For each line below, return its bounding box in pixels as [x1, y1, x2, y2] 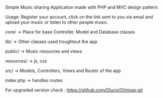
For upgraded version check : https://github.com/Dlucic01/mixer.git [5, 87, 143, 93]
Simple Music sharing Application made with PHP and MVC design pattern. [5, 4, 159, 10]
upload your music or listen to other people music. [5, 19, 109, 25]
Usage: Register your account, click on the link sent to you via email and [5, 14, 154, 19]
